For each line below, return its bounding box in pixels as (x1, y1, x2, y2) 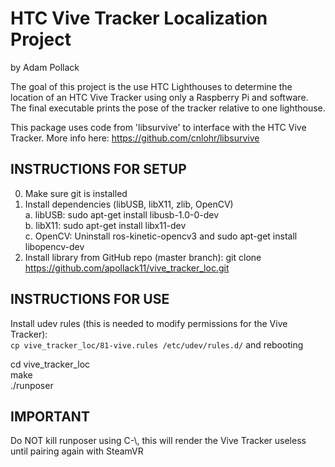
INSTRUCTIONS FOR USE (10, 291, 170, 308)
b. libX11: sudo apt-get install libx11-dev (24, 219, 187, 231)
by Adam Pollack (10, 61, 80, 73)
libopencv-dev (24, 240, 85, 252)
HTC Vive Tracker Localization (10, 7, 268, 30)
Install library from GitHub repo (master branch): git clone (24, 251, 262, 263)
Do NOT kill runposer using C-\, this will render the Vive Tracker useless (10, 435, 307, 447)
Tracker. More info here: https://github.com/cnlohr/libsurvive (10, 132, 260, 144)
